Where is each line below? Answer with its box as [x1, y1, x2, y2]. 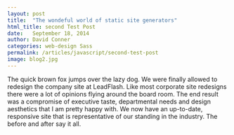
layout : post [7, 10, 46, 17]
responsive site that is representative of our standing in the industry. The [7, 112, 218, 120]
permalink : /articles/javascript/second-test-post [7, 50, 159, 57]
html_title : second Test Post [7, 23, 96, 30]
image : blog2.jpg [7, 56, 58, 63]
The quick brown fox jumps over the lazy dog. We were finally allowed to [7, 75, 218, 83]
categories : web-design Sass [7, 43, 93, 50]
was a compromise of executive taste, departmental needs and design [7, 97, 211, 106]
